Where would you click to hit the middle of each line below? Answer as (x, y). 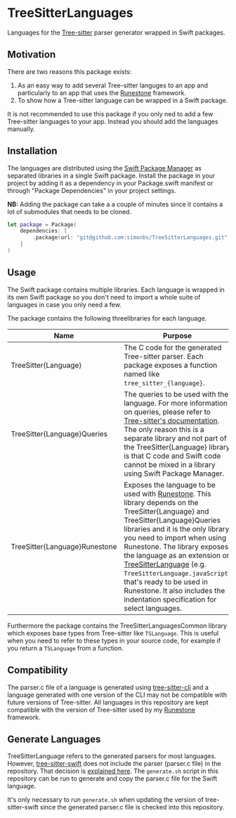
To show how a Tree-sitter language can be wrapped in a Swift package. (123, 100)
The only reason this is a (164, 429)
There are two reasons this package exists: (70, 71)
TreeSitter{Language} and (166, 511)
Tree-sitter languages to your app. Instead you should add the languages (113, 121)
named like (142, 373)
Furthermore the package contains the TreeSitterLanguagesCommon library (117, 626)
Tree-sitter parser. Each (164, 356)
